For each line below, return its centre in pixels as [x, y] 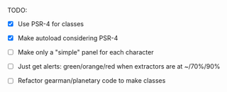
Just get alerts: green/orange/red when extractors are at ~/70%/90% [119, 67]
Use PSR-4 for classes [50, 24]
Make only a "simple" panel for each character [85, 52]
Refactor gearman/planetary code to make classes [92, 81]
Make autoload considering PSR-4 [68, 38]
